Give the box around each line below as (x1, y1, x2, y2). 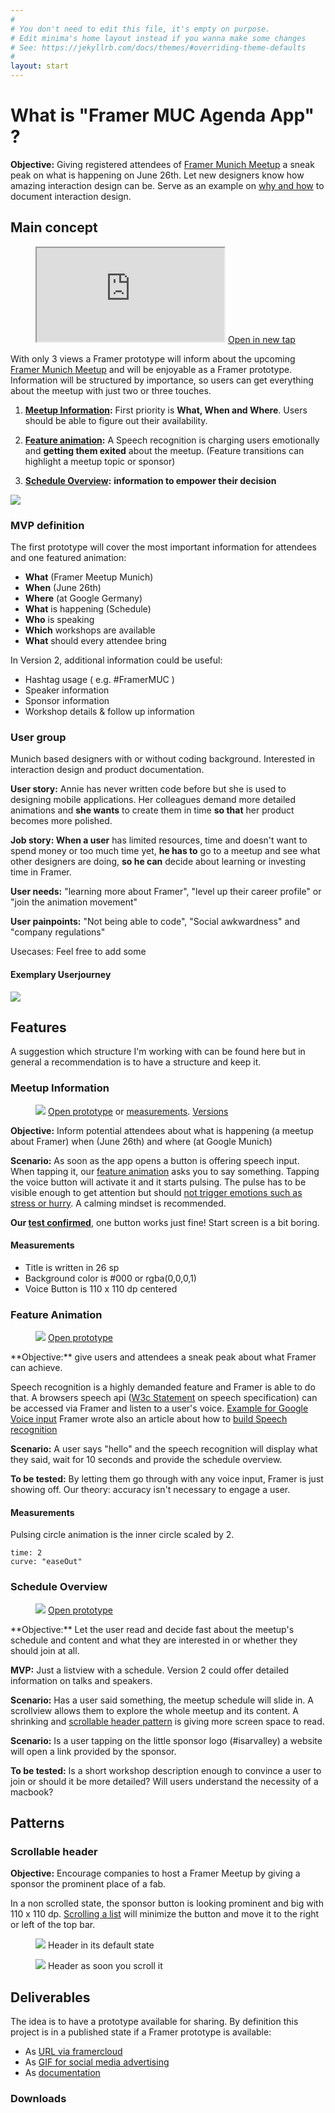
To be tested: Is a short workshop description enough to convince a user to (10, 1764, 322, 1776)
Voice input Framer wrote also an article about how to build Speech (10, 1413, 288, 1425)
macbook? (10, 1786, 54, 1798)
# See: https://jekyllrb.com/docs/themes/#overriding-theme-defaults (10, 42, 307, 53)
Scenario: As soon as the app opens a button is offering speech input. (10, 1154, 300, 1166)
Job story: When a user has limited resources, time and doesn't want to (10, 834, 308, 846)
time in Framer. (10, 866, 72, 878)
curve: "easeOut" (10, 1557, 83, 1567)
